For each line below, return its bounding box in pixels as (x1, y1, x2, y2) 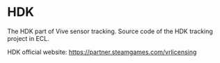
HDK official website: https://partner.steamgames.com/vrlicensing (7, 48, 197, 56)
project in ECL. (7, 34, 50, 42)
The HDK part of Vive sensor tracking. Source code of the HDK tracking (7, 27, 214, 35)
